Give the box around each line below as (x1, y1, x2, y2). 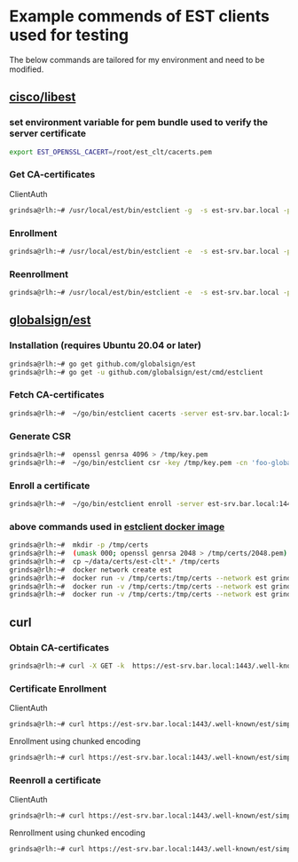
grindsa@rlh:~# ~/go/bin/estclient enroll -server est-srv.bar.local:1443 (9, 499, 295, 508)
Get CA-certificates (9, 169, 96, 181)
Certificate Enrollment (9, 682, 107, 694)
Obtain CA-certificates (9, 641, 109, 653)
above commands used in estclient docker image (9, 520, 225, 533)
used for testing (9, 25, 129, 45)
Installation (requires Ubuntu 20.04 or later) (9, 339, 202, 352)
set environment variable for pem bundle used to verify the (9, 116, 269, 129)
